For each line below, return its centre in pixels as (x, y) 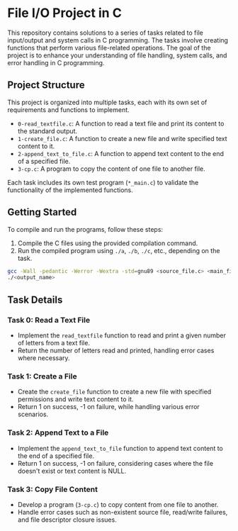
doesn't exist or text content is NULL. (72, 471)
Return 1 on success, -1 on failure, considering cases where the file (115, 463)
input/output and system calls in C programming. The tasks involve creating (118, 40)
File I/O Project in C (64, 13)
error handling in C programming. (56, 62)
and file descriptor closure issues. (67, 520)
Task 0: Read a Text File (49, 320)
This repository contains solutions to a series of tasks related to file (105, 33)
